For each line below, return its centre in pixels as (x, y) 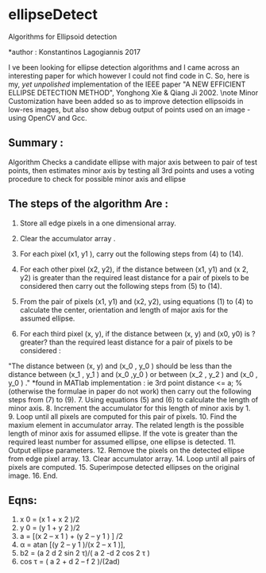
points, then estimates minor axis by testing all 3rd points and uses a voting (131, 170)
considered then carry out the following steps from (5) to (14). (121, 286)
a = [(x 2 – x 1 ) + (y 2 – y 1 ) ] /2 (71, 536)
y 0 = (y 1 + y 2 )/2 (50, 528)
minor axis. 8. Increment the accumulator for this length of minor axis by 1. (129, 408)
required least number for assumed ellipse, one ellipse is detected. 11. (122, 441)
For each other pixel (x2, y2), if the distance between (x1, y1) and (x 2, (134, 269)
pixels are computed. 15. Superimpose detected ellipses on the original (124, 467)
